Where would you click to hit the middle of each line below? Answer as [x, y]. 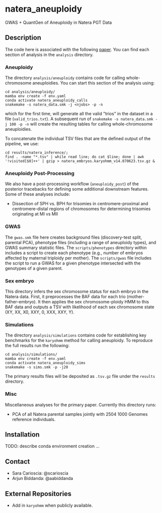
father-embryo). [21, 301]
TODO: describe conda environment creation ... [52, 446]
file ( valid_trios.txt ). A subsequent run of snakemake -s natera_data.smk [79, 119]
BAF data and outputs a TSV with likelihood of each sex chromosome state [80, 307]
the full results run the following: [37, 346]
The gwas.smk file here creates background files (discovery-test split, [73, 237]
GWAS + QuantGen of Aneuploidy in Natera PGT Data [58, 22]
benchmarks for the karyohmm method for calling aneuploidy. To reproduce [79, 340]
